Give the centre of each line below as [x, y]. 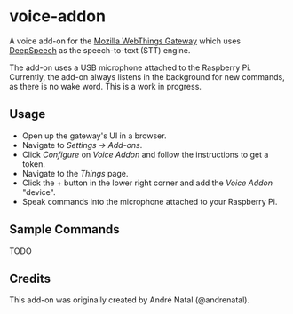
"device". [39, 192]
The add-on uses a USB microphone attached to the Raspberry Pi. [130, 67]
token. [34, 164]
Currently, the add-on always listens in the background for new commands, [147, 76]
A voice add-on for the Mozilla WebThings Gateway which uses [125, 41]
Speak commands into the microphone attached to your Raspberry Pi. [150, 201]
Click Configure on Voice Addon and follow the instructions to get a [145, 154]
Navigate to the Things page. [75, 173]
